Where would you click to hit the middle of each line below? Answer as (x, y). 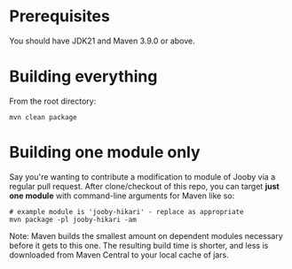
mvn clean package (43, 117)
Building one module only (105, 153)
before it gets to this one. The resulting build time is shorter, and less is (139, 245)
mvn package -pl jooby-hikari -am (73, 219)
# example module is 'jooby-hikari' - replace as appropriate (126, 211)
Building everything (83, 77)
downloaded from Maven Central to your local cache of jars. (119, 255)
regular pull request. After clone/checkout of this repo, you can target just (144, 186)
